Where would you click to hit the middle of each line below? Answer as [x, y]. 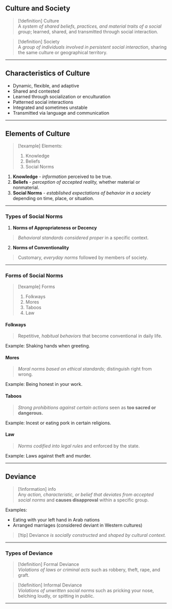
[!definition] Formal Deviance [48, 564]
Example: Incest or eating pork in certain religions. [58, 423]
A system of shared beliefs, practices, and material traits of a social [90, 26]
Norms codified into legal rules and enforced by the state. [79, 446]
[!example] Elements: [40, 146]
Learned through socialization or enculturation [62, 96]
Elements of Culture [38, 134]
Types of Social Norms [34, 216]
